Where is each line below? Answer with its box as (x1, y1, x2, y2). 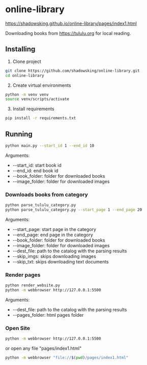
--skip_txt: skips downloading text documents (12, 258, 109, 264)
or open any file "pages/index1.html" (5, 345, 82, 351)
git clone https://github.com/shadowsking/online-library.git (5, 68, 140, 73)
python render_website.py (5, 283, 60, 288)
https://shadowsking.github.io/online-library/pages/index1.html (5, 20, 137, 26)
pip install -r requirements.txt (5, 116, 76, 121)
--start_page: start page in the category (12, 226, 97, 232)
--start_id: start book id (12, 162, 62, 168)
